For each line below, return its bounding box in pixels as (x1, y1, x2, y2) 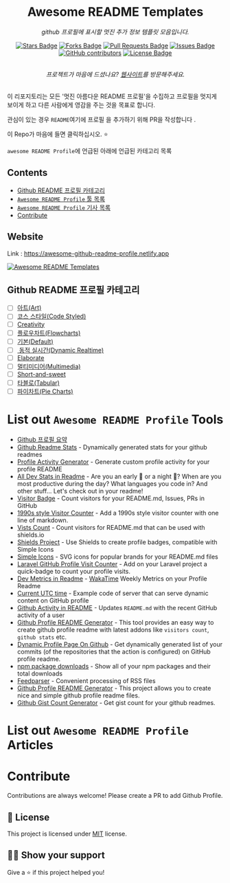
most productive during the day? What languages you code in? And (16, 480, 208, 488)
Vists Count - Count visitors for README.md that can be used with (16, 524, 205, 531)
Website (7, 231, 43, 243)
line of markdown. (16, 516, 69, 524)
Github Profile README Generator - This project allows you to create (16, 684, 211, 692)
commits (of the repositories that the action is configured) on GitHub (16, 647, 211, 656)
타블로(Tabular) (16, 379, 60, 387)
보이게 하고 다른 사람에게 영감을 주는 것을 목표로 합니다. (7, 100, 156, 109)
